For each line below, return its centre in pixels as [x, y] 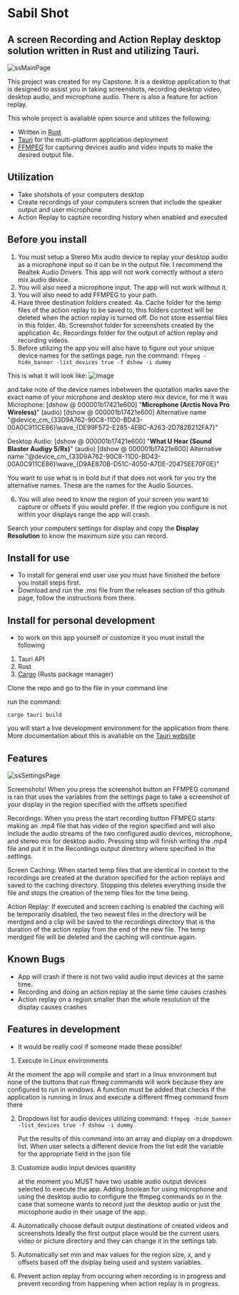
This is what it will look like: [47, 376]
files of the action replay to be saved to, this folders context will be [116, 310]
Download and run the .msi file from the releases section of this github [121, 590]
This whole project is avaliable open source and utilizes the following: [110, 118]
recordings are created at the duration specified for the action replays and [116, 878]
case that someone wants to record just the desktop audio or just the [119, 1204]
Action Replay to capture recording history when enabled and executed [122, 217]
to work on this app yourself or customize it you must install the [111, 638]
